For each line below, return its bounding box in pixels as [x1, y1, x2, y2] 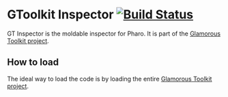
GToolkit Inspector [7, 7, 114, 23]
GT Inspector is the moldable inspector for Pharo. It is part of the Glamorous [7, 29, 220, 38]
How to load [7, 57, 59, 68]
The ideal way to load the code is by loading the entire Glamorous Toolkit [7, 74, 212, 83]
